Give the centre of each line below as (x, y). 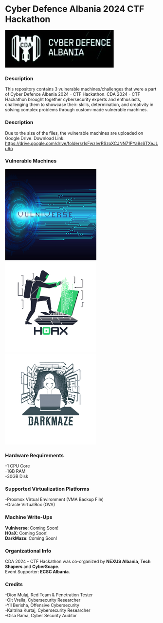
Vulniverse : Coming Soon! (32, 528)
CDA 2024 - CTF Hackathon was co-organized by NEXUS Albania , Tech (78, 561)
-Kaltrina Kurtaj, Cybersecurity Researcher (48, 610)
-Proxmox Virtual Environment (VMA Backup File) (54, 499)
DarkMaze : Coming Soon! (31, 538)
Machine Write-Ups (29, 517)
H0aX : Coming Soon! (26, 533)
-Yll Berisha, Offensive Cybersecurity (42, 605)
